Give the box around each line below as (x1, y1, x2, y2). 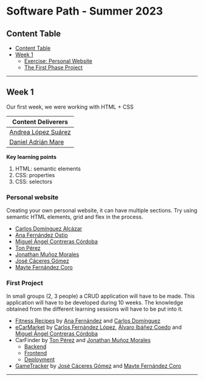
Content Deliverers (12, 117, 69, 126)
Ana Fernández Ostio (15, 232, 68, 239)
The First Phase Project (24, 64, 83, 71)
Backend (24, 343, 47, 350)
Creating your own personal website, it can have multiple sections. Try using (6, 207, 197, 214)
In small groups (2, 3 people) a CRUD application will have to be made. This (6, 292, 195, 300)
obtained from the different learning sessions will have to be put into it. (6, 305, 183, 313)
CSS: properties (15, 171, 55, 178)
